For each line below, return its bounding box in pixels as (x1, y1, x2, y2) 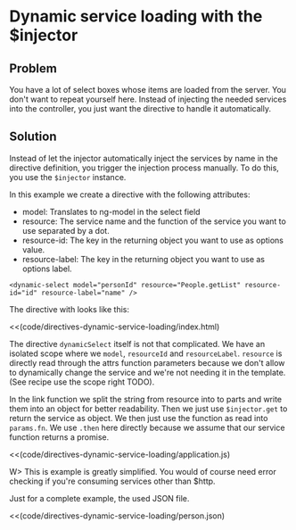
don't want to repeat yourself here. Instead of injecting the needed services (9, 94, 287, 104)
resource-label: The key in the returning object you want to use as (21, 253, 266, 264)
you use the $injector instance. (9, 171, 127, 182)
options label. (21, 263, 73, 274)
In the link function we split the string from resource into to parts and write (9, 393, 283, 404)
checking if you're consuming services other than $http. (9, 476, 216, 486)
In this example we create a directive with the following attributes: (9, 189, 251, 200)
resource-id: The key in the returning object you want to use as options (21, 235, 284, 245)
